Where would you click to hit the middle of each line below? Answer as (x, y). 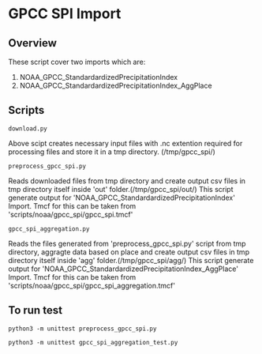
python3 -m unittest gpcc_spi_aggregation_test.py (93, 342)
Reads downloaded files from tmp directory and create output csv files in (127, 181)
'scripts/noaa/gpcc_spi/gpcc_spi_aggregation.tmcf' (92, 285)
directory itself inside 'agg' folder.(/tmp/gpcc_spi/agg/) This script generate (131, 260)
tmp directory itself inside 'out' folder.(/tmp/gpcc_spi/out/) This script (121, 189)
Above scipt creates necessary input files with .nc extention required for (125, 143)
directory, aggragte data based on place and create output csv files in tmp (129, 252)
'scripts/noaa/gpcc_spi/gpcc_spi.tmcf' (71, 214)
